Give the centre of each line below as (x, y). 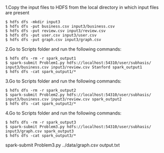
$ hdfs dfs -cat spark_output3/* (41, 136)
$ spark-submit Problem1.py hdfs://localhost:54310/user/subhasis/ (78, 63)
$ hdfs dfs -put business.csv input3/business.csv (60, 26)
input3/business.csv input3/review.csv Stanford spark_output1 (74, 67)
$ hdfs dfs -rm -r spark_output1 (41, 58)
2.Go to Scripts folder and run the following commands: (63, 49)
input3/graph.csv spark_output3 (39, 131)
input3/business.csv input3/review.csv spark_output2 (64, 99)
